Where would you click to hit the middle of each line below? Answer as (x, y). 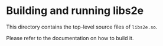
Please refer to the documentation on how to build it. (70, 38)
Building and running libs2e (75, 11)
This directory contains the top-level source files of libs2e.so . (82, 27)
